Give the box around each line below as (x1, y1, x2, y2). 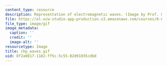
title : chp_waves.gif (5, 49, 50, 54)
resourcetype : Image (5, 44, 48, 49)
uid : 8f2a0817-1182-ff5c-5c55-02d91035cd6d (5, 53, 97, 59)
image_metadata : (5, 26, 39, 31)
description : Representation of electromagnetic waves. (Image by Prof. (5, 12, 159, 17)
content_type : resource (5, 7, 55, 12)
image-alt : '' (9, 40, 39, 45)
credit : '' (9, 35, 32, 40)
